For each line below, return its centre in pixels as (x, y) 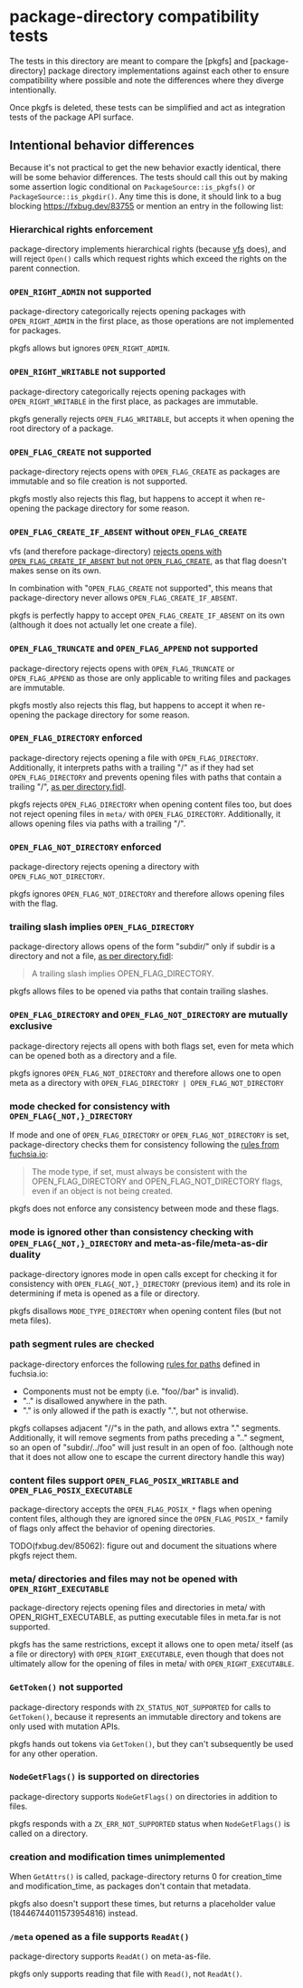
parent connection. (45, 268)
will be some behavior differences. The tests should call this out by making (148, 177)
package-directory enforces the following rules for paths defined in (135, 1364)
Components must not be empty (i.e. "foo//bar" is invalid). (131, 1391)
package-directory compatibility (134, 17)
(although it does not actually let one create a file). (103, 625)
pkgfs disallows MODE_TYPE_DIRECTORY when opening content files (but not (146, 1311)
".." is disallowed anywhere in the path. (95, 1400)
